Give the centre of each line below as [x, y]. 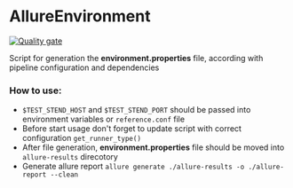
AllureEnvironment [80, 16]
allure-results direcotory [70, 157]
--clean [64, 175]
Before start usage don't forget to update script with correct [132, 129]
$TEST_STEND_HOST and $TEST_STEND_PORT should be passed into [136, 110]
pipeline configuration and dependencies [84, 67]
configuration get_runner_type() [82, 138]
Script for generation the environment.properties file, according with [136, 58]
